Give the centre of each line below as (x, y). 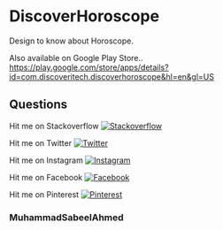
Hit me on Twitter (41, 142)
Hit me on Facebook (46, 177)
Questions (38, 105)
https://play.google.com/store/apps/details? (89, 67)
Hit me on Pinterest (44, 194)
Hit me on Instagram (46, 160)
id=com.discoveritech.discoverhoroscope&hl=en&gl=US (112, 76)
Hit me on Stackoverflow (54, 126)
